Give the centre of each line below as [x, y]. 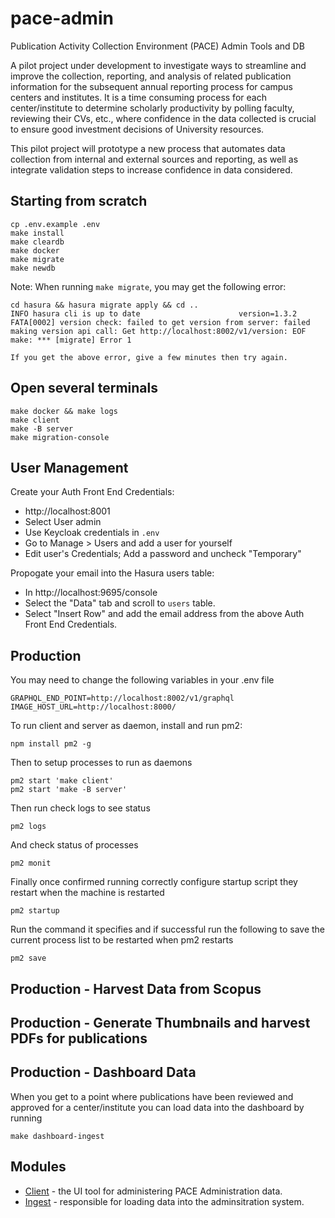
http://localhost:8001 [67, 511]
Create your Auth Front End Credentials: [92, 492]
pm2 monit [31, 863]
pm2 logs [28, 827]
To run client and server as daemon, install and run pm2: [126, 726]
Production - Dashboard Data [103, 1072]
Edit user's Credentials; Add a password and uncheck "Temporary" [163, 554]
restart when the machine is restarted [87, 893]
